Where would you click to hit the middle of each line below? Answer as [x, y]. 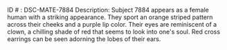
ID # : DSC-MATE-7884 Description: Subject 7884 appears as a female [108, 10]
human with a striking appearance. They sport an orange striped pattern [110, 17]
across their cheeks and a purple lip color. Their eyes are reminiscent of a [112, 24]
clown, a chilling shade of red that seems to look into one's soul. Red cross [113, 32]
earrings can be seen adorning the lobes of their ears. [84, 39]
